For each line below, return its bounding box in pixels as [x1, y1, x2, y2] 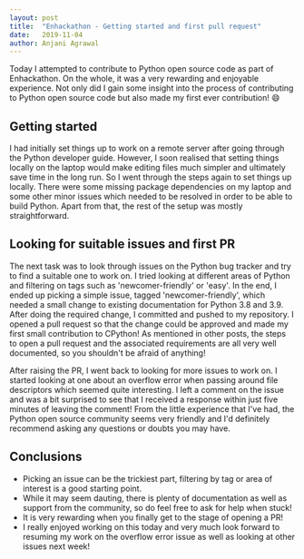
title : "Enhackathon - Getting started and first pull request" [9, 22, 261, 31]
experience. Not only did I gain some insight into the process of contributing [9, 83, 294, 93]
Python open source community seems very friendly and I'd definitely [9, 413, 270, 424]
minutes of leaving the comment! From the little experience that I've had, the [9, 403, 295, 414]
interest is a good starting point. [22, 483, 142, 494]
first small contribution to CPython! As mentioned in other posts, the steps [9, 328, 287, 338]
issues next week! [22, 541, 91, 552]
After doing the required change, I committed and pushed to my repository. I [9, 309, 294, 319]
